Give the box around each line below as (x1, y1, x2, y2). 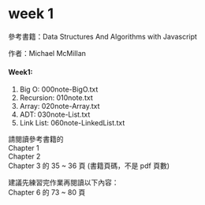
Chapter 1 (8, 143, 39, 153)
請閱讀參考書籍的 (8, 135, 64, 144)
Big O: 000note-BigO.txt (19, 84, 99, 95)
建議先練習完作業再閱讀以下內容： (8, 178, 119, 188)
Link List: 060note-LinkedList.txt (19, 118, 125, 128)
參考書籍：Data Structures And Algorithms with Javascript (8, 32, 197, 41)
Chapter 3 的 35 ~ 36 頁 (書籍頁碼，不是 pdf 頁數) (8, 161, 170, 170)
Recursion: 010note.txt (19, 93, 93, 102)
